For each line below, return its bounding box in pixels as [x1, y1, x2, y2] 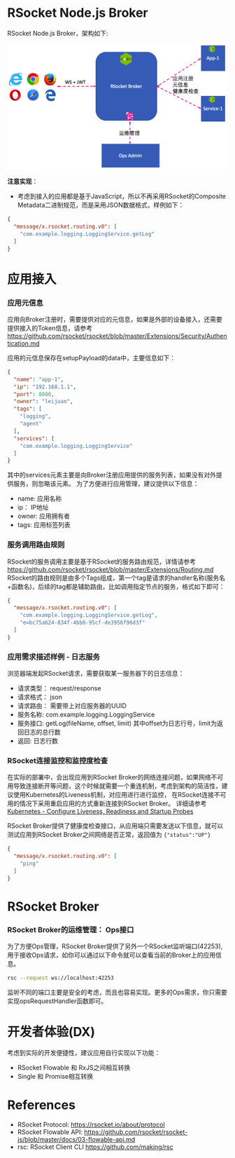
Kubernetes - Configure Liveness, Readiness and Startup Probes [7, 808, 194, 816]
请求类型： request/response [17, 684, 101, 693]
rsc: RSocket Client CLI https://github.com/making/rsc [17, 1143, 173, 1151]
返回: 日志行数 [17, 737, 58, 745]
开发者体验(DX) [7, 1024, 96, 1040]
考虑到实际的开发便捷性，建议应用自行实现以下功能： [7, 1049, 161, 1057]
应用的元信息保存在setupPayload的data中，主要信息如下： [7, 353, 176, 362]
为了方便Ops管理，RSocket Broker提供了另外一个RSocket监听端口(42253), [7, 942, 223, 951]
